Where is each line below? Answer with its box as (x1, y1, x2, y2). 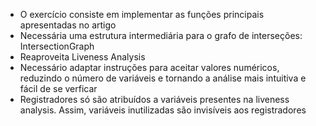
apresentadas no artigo (19, 19, 117, 31)
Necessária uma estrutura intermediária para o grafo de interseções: (19, 30, 303, 41)
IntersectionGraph (19, 40, 95, 52)
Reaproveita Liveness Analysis (19, 51, 146, 63)
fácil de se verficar (19, 83, 98, 94)
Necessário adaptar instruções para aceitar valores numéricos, (19, 62, 280, 73)
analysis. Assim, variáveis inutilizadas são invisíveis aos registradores (19, 104, 307, 116)
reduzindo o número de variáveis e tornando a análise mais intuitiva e (19, 72, 307, 84)
